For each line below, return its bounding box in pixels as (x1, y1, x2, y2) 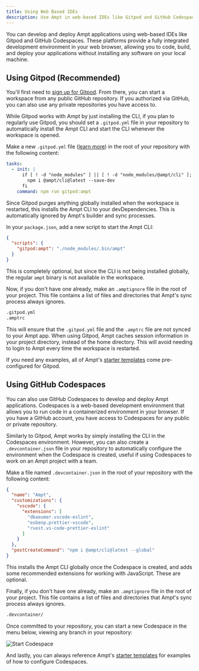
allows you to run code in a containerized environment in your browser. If (6, 408, 185, 415)
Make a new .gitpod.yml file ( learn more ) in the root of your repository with (6, 143, 190, 150)
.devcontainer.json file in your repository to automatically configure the (6, 444, 182, 451)
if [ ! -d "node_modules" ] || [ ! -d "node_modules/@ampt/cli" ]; (21, 172, 192, 178)
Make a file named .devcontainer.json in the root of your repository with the (6, 469, 193, 476)
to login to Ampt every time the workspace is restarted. (6, 345, 141, 352)
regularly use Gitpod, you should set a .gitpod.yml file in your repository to (6, 119, 190, 126)
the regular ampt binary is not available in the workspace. (6, 274, 145, 281)
